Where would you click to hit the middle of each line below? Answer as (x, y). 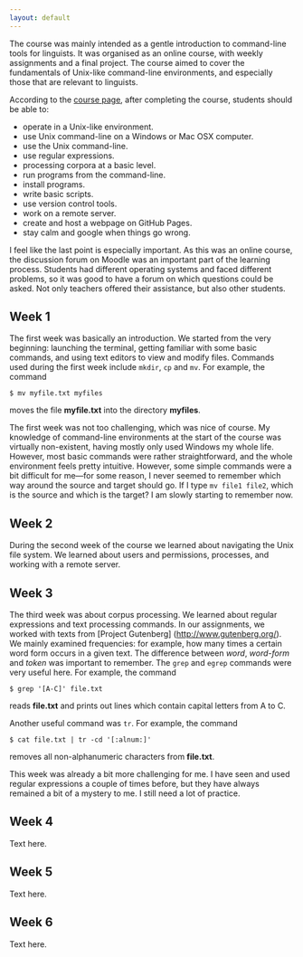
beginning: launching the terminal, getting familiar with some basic (133, 348)
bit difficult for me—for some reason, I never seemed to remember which (146, 476)
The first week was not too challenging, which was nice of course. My (140, 428)
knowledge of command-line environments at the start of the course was (146, 437)
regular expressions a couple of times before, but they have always (134, 784)
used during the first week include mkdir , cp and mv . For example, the (137, 367)
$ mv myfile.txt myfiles (56, 393)
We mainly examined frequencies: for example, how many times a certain (146, 644)
